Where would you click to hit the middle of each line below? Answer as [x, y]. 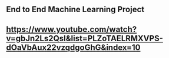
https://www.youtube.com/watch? [72, 29]
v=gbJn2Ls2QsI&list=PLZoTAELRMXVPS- [84, 38]
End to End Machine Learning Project [75, 10]
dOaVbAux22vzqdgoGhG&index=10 [73, 47]
